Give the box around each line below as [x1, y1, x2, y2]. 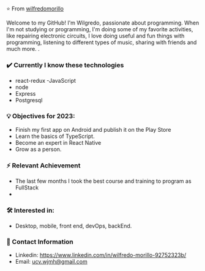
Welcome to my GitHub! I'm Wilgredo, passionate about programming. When [6, 19, 199, 26]
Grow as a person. [15, 145, 62, 153]
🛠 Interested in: [6, 206, 55, 215]
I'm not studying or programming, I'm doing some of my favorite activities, [6, 26, 193, 32]
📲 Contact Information [6, 238, 73, 246]
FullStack [15, 183, 39, 191]
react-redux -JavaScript [15, 77, 76, 85]
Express [15, 90, 36, 97]
